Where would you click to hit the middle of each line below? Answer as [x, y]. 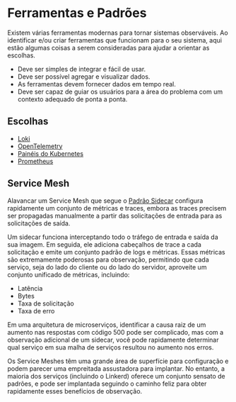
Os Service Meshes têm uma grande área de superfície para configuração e [118, 361]
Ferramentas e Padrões [77, 13]
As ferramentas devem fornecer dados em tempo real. [97, 84]
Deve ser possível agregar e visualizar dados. [84, 77]
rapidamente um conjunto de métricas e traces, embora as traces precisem [117, 208]
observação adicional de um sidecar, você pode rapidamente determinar [113, 340]
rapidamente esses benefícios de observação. [75, 391]
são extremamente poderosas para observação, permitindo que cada [108, 259]
